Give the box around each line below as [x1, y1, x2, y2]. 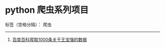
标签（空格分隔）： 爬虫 [5, 22, 52, 27]
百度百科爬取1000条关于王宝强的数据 [12, 36, 87, 42]
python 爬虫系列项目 [5, 4, 89, 16]
